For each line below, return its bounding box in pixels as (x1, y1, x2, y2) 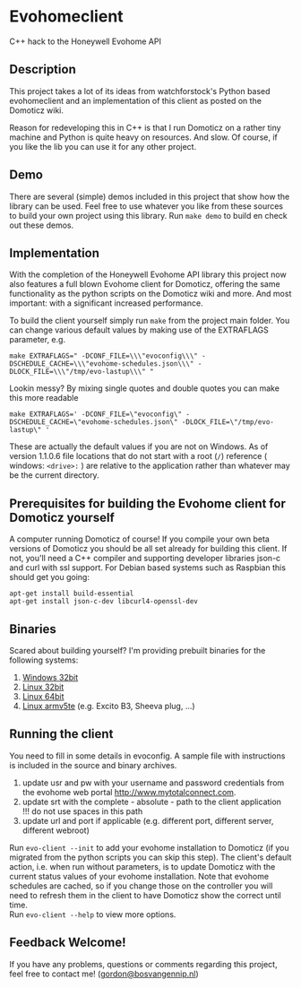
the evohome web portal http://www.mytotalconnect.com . (21, 786, 236, 797)
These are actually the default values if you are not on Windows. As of (9, 441, 269, 452)
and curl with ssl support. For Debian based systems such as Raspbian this (9, 562, 287, 573)
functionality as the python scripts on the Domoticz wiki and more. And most (9, 289, 292, 299)
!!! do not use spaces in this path (21, 805, 143, 817)
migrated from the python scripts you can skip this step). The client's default (9, 852, 292, 862)
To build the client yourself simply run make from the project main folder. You (9, 316, 290, 326)
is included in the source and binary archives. (9, 759, 177, 770)
